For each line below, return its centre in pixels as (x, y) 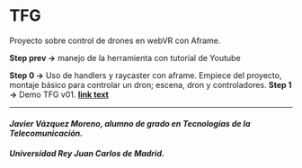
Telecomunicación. (46, 133)
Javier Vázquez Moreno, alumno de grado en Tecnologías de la (130, 123)
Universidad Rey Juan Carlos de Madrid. (87, 154)
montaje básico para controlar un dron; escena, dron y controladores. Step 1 (151, 84)
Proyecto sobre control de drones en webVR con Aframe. (115, 40)
